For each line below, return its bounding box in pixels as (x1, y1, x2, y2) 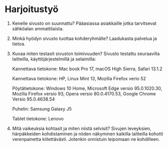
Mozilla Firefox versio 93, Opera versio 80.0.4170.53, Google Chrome (12, 90, 156, 96)
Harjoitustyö (5, 4, 59, 15)
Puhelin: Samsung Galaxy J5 (12, 106, 72, 112)
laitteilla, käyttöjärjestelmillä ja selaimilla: (12, 56, 97, 62)
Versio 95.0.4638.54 (12, 96, 55, 102)
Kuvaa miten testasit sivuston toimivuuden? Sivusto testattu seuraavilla (12, 51, 160, 57)
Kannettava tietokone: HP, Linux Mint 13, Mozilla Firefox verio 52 (12, 75, 146, 81)
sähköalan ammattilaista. (12, 25, 64, 31)
